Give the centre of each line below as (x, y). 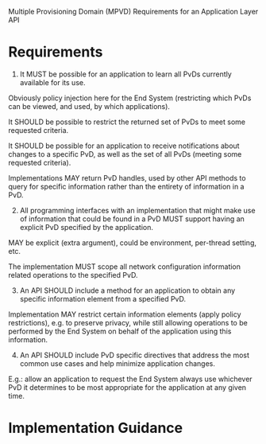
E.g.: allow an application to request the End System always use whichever (130, 379)
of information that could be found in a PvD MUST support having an (132, 219)
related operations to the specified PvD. (73, 275)
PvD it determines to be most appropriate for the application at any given (127, 387)
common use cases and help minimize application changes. (118, 363)
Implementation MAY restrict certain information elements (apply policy (125, 314)
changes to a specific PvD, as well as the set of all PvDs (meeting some (125, 154)
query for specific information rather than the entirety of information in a (126, 186)
